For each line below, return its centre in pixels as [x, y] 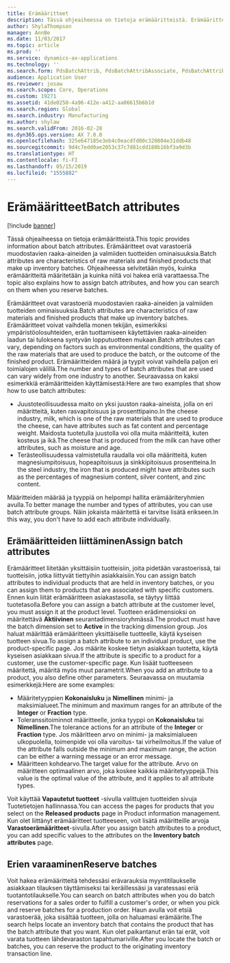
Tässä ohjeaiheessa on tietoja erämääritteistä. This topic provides [99, 239]
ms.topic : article [33, 45]
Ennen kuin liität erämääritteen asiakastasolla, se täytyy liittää [93, 597]
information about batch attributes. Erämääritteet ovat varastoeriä [99, 246]
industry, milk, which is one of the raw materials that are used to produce [120, 418]
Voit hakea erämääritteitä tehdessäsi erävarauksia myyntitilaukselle [102, 881]
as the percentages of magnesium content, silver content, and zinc [112, 477]
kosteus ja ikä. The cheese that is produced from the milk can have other [119, 440]
